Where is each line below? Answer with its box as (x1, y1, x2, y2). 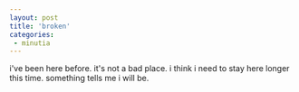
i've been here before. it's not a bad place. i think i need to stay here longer (9, 63, 290, 74)
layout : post (9, 13, 59, 23)
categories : (9, 30, 54, 39)
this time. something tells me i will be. (9, 73, 149, 84)
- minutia (13, 38, 51, 48)
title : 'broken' (9, 22, 71, 31)
